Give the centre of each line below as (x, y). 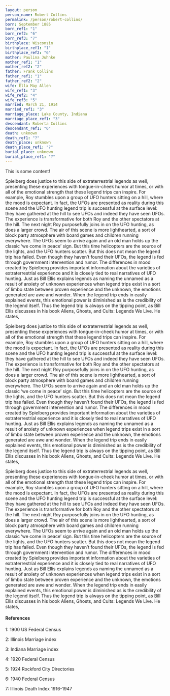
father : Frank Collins (29, 72)
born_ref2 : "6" (21, 34)
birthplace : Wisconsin (29, 43)
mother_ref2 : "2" (24, 67)
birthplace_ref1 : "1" (28, 48)
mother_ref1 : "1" (24, 62)
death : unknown (21, 133)
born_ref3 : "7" (21, 39)
